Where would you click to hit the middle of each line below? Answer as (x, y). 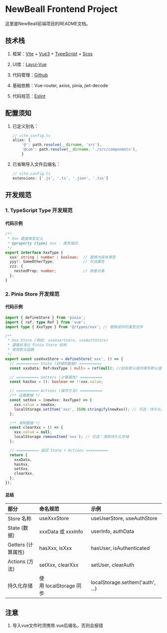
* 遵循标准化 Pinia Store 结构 (37, 345)
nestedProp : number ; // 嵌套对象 (59, 271)
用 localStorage (57, 586)
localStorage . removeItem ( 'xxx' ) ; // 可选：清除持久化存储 (72, 437)
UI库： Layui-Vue (29, 64)
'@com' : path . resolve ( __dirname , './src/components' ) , (80, 150)
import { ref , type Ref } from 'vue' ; (45, 322)
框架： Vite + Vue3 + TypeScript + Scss (52, 54)
